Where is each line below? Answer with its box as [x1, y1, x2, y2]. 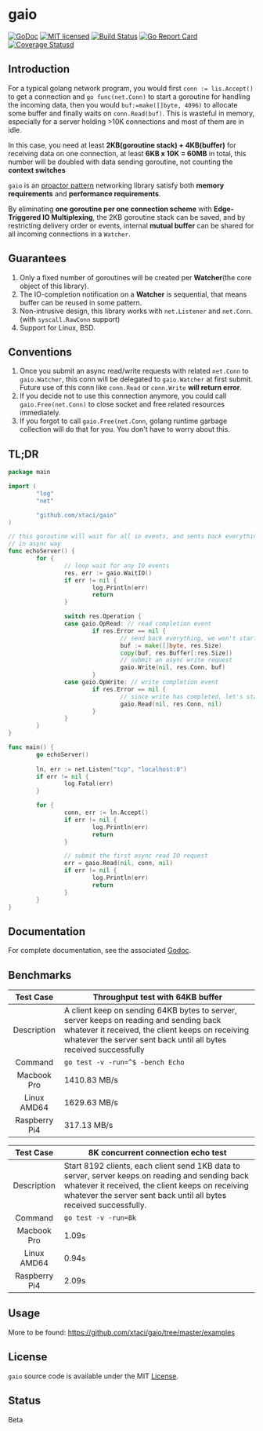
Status [8, 1394, 41, 1407]
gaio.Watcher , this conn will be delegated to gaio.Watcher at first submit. [19, 374, 253, 384]
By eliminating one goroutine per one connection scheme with [8, 204, 213, 214]
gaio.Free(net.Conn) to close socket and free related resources [19, 400, 225, 409]
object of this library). [19, 281, 89, 290]
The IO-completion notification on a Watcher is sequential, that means [19, 289, 247, 299]
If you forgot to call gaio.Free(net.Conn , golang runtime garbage [19, 416, 228, 425]
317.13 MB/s [63, 1120, 113, 1131]
